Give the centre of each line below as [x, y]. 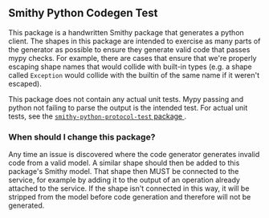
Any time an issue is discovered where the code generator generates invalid [134, 155]
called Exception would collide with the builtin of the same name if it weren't [134, 75]
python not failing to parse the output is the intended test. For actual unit [128, 107]
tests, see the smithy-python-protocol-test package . [98, 116]
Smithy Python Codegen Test [83, 13]
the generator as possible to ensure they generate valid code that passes [129, 49]
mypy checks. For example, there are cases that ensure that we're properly [132, 58]
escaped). [25, 83]
